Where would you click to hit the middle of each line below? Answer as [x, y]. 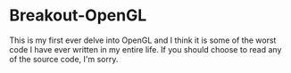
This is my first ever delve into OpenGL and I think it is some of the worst [143, 40]
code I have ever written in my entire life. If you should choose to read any [145, 49]
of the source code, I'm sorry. [64, 59]
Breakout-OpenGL [78, 16]
